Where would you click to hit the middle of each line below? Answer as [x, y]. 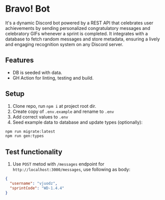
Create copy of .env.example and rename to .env [63, 111]
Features [19, 61]
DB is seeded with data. [37, 72]
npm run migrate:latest [30, 131]
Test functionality [34, 152]
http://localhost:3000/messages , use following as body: [71, 170]
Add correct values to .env [40, 116]
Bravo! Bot [28, 9]
